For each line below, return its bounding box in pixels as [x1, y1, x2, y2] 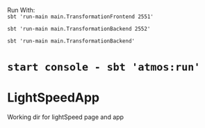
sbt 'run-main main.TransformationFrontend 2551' [7, 13, 154, 20]
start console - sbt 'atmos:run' [7, 61, 201, 74]
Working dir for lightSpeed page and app [7, 113, 124, 121]
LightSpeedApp [7, 90, 99, 106]
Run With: [7, 6, 35, 14]
